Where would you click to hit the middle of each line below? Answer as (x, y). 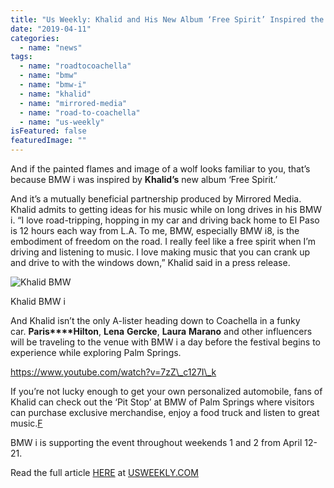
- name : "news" (51, 47)
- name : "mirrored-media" (73, 103)
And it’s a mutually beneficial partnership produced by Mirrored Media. (156, 199)
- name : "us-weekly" (62, 122)
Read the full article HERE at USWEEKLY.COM (104, 472)
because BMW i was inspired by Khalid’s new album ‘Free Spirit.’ (144, 179)
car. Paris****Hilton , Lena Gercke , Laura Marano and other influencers (161, 331)
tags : (21, 57)
